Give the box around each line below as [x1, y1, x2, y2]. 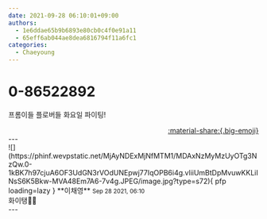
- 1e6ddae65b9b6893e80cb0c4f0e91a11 [15, 26, 137, 34]
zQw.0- [8, 159, 33, 169]
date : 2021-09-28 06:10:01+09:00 [8, 11, 119, 20]
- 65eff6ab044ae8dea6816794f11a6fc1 [15, 33, 137, 42]
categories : [8, 41, 48, 49]
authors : [8, 19, 37, 27]
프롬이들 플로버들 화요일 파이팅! [8, 109, 106, 119]
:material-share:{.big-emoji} [168, 125, 259, 135]
